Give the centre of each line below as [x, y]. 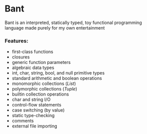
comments [23, 121]
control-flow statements [37, 105]
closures [21, 57]
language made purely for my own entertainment [55, 27]
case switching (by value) [38, 110]
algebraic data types [33, 67]
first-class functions [32, 52]
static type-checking [33, 115]
